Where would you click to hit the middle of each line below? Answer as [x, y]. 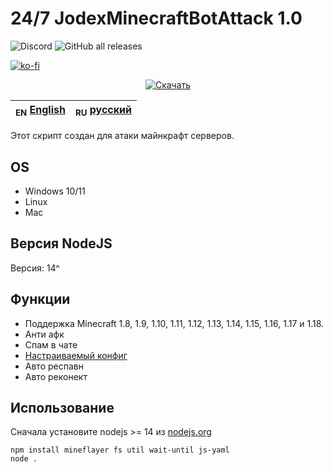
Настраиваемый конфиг [76, 355]
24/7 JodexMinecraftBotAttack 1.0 [156, 18]
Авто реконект [56, 376]
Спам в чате [51, 344]
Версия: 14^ [35, 268]
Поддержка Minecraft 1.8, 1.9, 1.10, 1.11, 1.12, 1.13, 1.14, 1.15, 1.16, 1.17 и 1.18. [174, 323]
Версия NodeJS [61, 243]
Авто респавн [54, 366]
